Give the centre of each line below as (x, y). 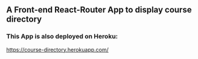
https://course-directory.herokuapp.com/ (57, 49)
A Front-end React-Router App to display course (99, 10)
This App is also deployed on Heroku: (62, 37)
